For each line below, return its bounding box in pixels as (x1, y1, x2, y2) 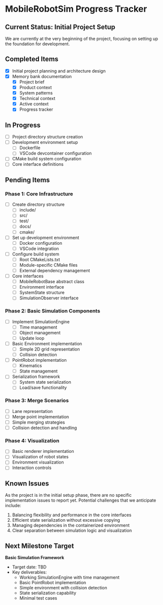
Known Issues (5, 479, 49, 488)
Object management (19, 330, 61, 335)
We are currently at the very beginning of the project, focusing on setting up (5, 36, 159, 41)
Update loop (19, 335, 45, 341)
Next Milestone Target (5, 542, 74, 550)
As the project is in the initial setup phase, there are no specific (5, 492, 132, 498)
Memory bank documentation (12, 73, 72, 79)
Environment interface (19, 284, 64, 290)
